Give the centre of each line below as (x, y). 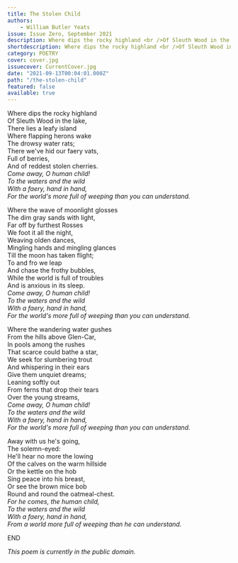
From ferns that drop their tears (53, 390)
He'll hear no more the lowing (50, 457)
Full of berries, (28, 159)
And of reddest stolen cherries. (53, 166)
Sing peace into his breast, (46, 479)
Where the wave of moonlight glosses (63, 210)
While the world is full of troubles (56, 278)
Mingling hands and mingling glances (62, 248)
